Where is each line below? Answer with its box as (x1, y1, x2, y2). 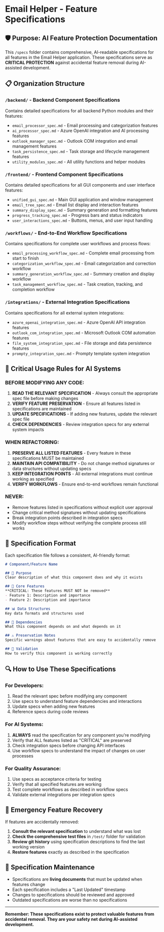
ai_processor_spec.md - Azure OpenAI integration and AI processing (12, 127, 149, 133)
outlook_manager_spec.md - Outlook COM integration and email (12, 138, 138, 144)
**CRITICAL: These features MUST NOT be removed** (5, 589, 110, 593)
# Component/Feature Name (5, 562, 58, 567)
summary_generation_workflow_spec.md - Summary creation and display (12, 271, 155, 277)
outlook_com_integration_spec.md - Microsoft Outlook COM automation (12, 330, 156, 336)
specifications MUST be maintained (12, 455, 84, 461)
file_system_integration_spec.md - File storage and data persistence (12, 340, 152, 346)
